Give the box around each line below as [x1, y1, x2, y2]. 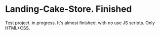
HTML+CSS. [5, 25, 31, 31]
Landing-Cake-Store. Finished [5, 3, 132, 15]
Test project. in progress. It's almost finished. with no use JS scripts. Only [5, 20, 155, 26]
